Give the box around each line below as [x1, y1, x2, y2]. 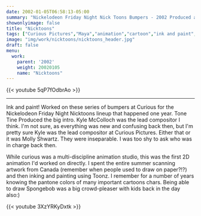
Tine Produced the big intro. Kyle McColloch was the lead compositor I [6, 116, 181, 123]
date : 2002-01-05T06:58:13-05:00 [6, 8, 90, 15]
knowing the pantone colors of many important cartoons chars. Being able [6, 179, 190, 186]
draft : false [6, 42, 39, 48]
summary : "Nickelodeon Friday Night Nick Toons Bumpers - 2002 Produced [6, 14, 191, 20]
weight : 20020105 [17, 64, 60, 71]
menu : [6, 48, 20, 54]
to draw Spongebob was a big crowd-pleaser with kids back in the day [6, 185, 181, 192]
